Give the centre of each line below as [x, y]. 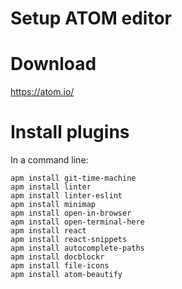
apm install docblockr [57, 257]
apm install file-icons [60, 266]
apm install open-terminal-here [77, 222]
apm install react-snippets [69, 240]
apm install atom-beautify [66, 275]
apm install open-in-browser [71, 213]
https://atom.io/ [42, 92]
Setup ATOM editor [91, 18]
